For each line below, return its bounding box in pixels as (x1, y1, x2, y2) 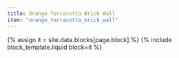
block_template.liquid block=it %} (7, 43, 103, 51)
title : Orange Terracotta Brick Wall (7, 10, 116, 17)
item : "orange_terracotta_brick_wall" (7, 17, 118, 23)
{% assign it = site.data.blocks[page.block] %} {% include (7, 35, 172, 43)
